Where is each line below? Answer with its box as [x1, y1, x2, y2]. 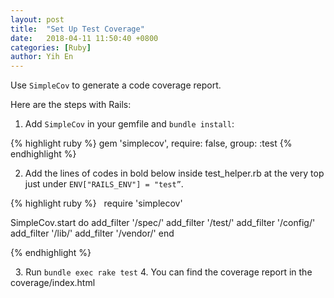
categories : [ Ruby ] [10, 42, 92, 53]
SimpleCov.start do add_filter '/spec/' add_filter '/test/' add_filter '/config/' [10, 217, 316, 229]
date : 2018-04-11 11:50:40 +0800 [10, 33, 159, 43]
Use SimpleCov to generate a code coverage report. [10, 79, 222, 91]
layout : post [10, 14, 65, 25]
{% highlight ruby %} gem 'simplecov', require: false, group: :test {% [10, 137, 293, 150]
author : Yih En [10, 52, 74, 62]
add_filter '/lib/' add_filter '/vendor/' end [10, 227, 175, 240]
